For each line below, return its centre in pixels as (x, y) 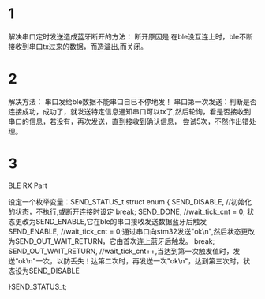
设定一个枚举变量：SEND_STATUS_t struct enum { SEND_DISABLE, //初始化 (130, 201)
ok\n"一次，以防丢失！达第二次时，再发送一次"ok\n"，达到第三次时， (131, 260)
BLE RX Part (28, 185)
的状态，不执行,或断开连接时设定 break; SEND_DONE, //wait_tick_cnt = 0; (127, 211)
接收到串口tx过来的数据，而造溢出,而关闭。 (78, 46)
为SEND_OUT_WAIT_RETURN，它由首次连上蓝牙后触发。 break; (112, 241)
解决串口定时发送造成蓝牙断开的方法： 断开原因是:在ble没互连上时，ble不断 (131, 36)
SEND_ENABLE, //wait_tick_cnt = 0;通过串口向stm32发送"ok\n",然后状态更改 (132, 231)
